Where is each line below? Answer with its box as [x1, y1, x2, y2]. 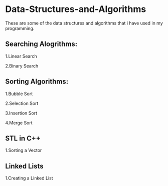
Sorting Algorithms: [5, 77, 69, 86]
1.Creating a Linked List [5, 175, 53, 181]
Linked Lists [5, 161, 44, 170]
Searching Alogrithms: [5, 40, 78, 48]
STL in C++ [5, 134, 41, 142]
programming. [5, 25, 35, 31]
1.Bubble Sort [5, 90, 33, 96]
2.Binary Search [5, 62, 39, 68]
